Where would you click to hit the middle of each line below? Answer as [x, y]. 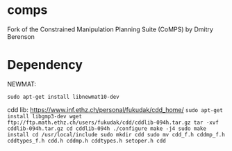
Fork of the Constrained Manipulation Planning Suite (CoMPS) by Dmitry [110, 29]
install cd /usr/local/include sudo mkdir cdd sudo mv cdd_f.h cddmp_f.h [116, 134]
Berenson [21, 36]
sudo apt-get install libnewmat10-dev [63, 97]
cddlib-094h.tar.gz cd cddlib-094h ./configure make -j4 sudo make [107, 128]
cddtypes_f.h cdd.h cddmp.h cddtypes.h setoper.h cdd [87, 141]
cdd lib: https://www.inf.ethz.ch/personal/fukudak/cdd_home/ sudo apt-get [115, 109]
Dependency [45, 65]
